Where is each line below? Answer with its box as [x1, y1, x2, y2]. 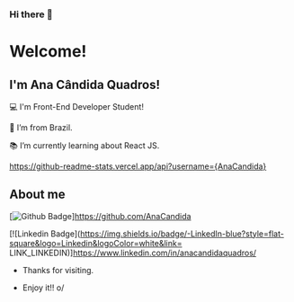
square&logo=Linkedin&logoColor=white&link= [9, 237, 183, 248]
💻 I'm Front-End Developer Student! [9, 101, 144, 111]
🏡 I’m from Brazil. [9, 121, 74, 133]
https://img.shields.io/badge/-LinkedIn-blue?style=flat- [79, 228, 285, 239]
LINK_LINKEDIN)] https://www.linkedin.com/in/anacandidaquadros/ [9, 247, 257, 258]
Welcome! [9, 41, 87, 62]
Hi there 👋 [9, 8, 54, 21]
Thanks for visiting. [22, 264, 94, 275]
